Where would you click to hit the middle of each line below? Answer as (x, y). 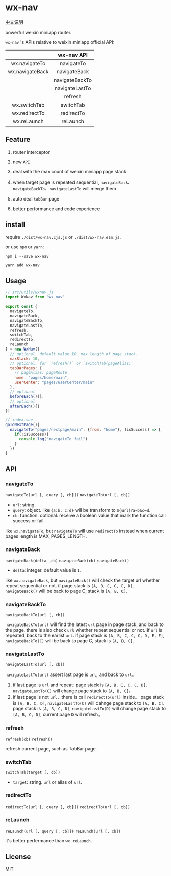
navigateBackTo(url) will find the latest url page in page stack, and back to (85, 624)
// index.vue (19, 420)
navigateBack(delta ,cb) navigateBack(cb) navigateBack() (67, 561)
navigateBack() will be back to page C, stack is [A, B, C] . (66, 591)
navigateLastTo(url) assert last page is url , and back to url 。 (71, 674)
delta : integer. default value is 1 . (47, 570)
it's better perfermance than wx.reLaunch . (49, 841)
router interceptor (31, 152)
